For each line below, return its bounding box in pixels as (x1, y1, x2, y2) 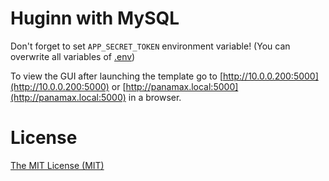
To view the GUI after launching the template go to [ (10, 70, 223, 82)
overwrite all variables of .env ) (10, 50, 136, 62)
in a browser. (128, 91, 182, 103)
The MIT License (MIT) (10, 159, 105, 171)
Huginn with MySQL (10, 7, 180, 30)
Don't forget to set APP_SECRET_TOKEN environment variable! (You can (10, 40, 291, 52)
